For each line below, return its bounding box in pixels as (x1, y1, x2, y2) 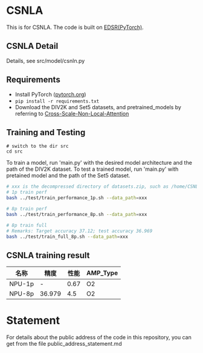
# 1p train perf (6, 189, 47, 196)
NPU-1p (9, 280, 34, 288)
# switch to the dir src (6, 143, 69, 150)
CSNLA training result (6, 250, 90, 260)
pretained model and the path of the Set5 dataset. (6, 172, 130, 179)
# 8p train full (6, 222, 47, 228)
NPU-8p (9, 290, 34, 298)
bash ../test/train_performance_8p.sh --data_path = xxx (6, 211, 147, 217)
